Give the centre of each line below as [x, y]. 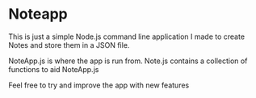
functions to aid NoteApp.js [54, 69]
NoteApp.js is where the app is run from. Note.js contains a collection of [128, 61]
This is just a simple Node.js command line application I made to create [126, 36]
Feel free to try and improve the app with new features [99, 85]
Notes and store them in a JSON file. [69, 45]
